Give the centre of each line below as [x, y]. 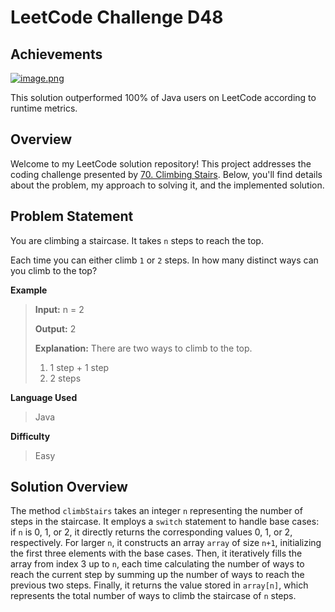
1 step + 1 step [79, 367]
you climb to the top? [54, 270]
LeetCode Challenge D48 [117, 17]
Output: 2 [55, 328]
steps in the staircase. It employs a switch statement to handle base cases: [165, 522]
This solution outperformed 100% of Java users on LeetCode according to [163, 97]
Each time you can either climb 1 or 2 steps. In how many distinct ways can [164, 260]
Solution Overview [69, 487]
